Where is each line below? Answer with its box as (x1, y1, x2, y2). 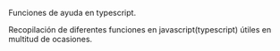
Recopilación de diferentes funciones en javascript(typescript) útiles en (8, 25, 272, 34)
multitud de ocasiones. (8, 34, 93, 44)
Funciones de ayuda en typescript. (8, 8, 136, 18)
